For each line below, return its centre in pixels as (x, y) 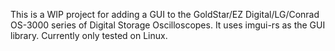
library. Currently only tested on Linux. (89, 35)
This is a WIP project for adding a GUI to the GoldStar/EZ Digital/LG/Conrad (165, 14)
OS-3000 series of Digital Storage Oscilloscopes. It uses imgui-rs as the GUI (168, 25)
